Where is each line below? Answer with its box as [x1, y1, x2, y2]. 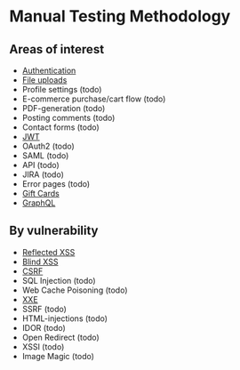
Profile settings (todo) [21, 84, 102, 94]
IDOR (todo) [21, 322, 67, 333]
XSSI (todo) [21, 341, 65, 352]
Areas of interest [9, 42, 105, 57]
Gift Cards [21, 189, 60, 198]
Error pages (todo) [21, 179, 91, 189]
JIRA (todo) [21, 169, 65, 180]
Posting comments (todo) [21, 113, 116, 123]
